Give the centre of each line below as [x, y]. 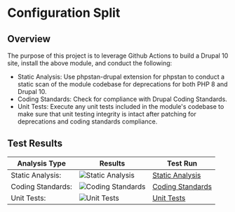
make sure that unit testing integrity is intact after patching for [107, 114]
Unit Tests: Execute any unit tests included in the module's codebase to [121, 106]
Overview [29, 39]
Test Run [182, 163]
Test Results [35, 144]
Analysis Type [42, 163]
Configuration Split [64, 13]
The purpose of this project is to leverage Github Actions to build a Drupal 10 [118, 55]
